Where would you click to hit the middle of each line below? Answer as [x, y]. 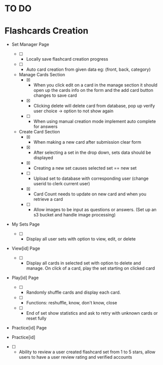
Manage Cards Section [42, 75]
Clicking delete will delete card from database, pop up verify [94, 106]
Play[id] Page [25, 278]
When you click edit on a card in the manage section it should [95, 85]
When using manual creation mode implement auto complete [95, 121]
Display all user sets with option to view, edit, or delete [81, 239]
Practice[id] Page [29, 328]
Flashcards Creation [47, 31]
